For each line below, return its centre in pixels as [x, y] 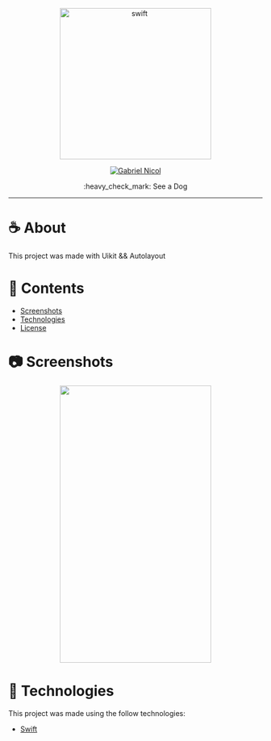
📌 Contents [46, 288]
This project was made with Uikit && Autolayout [87, 256]
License [33, 327]
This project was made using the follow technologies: [97, 713]
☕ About [37, 228]
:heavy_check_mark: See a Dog [135, 186]
